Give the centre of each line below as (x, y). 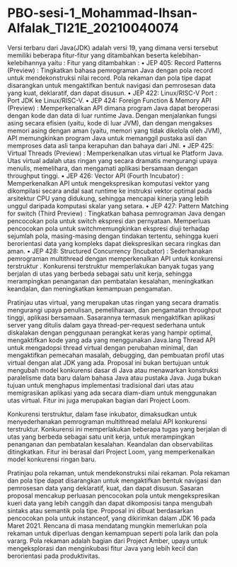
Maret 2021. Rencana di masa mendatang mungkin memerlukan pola (107, 525)
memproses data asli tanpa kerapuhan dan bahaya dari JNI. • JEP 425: (111, 145)
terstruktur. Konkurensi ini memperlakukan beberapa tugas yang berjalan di (117, 429)
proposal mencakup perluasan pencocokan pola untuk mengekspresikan (114, 495)
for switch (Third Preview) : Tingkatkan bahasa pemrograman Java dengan (116, 213)
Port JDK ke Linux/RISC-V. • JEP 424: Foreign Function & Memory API (109, 100)
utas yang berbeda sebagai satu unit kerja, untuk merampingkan (102, 437)
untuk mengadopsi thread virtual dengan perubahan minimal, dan (103, 347)
